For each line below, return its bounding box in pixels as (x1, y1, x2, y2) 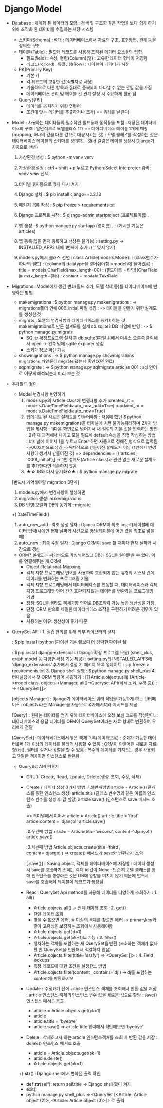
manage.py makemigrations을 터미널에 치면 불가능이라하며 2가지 (26, 420, 152, 426)
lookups (33, 957, 50, 963)
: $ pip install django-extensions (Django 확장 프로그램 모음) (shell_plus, (11, 649, 154, 655)
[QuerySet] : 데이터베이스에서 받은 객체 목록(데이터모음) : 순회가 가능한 (11, 734, 147, 741)
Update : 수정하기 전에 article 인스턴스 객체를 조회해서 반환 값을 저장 (26, 985, 157, 991)
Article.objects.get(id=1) (33, 928, 82, 934)
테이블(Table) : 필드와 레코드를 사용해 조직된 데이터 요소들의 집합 (18, 49, 142, 55)
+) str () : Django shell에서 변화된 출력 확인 (18, 1070, 101, 1076)
